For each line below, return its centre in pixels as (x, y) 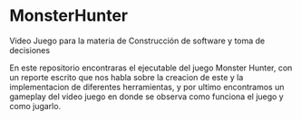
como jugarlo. (35, 106)
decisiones (30, 50)
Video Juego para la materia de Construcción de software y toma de (137, 41)
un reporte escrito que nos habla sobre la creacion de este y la (126, 77)
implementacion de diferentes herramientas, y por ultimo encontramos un (147, 87)
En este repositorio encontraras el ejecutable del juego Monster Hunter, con (151, 68)
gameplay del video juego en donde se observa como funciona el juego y (146, 97)
